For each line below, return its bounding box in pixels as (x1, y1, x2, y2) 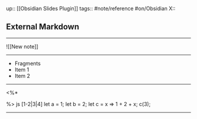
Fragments (14, 60, 41, 67)
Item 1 (14, 66, 29, 73)
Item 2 (14, 72, 30, 79)
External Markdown (6, 22, 79, 32)
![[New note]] (6, 43, 39, 50)
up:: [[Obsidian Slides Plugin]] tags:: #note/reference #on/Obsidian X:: (6, 5, 176, 12)
